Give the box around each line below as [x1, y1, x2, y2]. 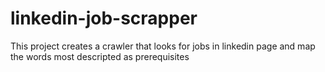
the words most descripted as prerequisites [10, 50, 190, 62]
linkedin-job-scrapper [10, 7, 198, 30]
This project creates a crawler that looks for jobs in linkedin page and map [10, 40, 316, 52]
